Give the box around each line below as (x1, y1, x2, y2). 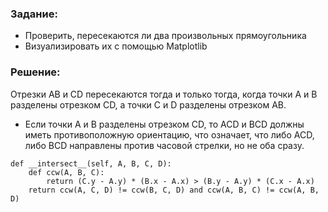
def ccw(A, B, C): (28, 167, 105, 177)
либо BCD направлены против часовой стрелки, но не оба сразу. (24, 139, 305, 151)
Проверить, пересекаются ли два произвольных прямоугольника (24, 30, 307, 42)
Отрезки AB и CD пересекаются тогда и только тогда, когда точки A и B (10, 88, 318, 100)
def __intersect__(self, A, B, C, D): (10, 158, 172, 169)
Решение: (10, 65, 61, 79)
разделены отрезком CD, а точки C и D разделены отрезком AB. (10, 98, 287, 111)
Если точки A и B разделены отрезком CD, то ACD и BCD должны (24, 118, 305, 130)
